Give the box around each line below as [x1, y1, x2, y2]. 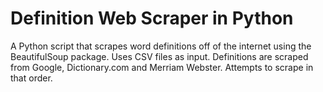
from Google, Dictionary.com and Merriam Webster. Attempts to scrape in [10, 61, 314, 73]
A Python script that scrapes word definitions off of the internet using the [10, 40, 312, 52]
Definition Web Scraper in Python [10, 7, 294, 30]
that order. [10, 72, 53, 84]
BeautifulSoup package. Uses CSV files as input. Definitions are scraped [10, 50, 309, 62]
